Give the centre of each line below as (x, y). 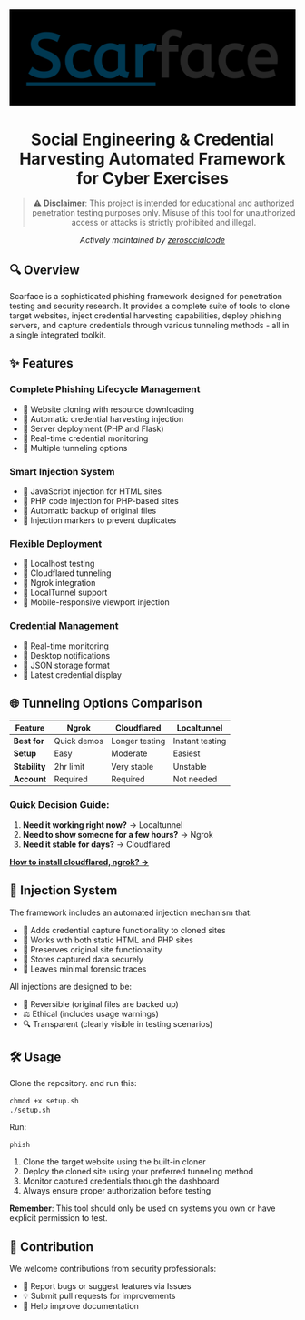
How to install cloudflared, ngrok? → (79, 862)
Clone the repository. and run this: (73, 1083)
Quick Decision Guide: (60, 805)
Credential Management (64, 626)
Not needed (195, 779)
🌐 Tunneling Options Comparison (106, 704)
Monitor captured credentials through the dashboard (121, 1181)
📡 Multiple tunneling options (75, 448)
